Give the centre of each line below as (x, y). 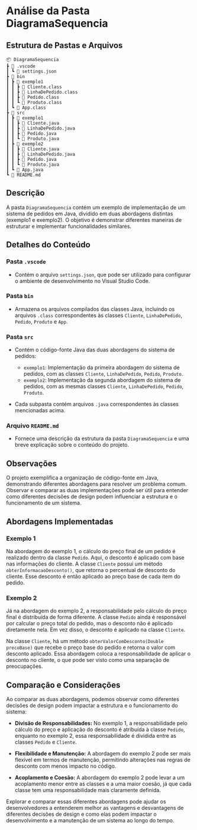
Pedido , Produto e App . (41, 321)
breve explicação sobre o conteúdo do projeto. (72, 445)
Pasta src (20, 337)
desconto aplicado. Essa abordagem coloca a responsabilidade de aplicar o (98, 654)
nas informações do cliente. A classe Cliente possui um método (84, 564)
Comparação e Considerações (63, 685)
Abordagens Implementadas (60, 521)
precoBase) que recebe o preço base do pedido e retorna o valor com (91, 647)
